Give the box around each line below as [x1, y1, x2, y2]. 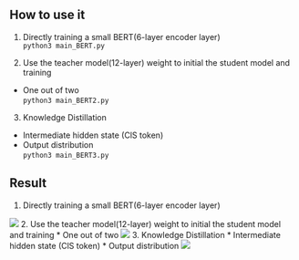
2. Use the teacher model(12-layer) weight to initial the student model [20, 218, 281, 229]
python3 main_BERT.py [22, 41, 105, 50]
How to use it [9, 7, 86, 23]
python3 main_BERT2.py [22, 96, 109, 105]
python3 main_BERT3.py [22, 151, 109, 160]
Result [9, 175, 47, 191]
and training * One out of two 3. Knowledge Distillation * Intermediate [9, 229, 281, 240]
